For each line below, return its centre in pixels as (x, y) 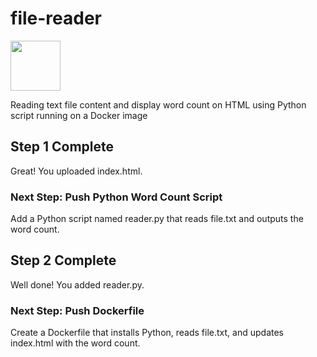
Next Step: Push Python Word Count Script (116, 197)
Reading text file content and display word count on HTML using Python (158, 104)
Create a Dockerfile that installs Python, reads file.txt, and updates (147, 333)
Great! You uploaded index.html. (76, 171)
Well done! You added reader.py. (77, 284)
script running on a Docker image (79, 115)
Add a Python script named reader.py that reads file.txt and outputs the (157, 219)
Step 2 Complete (63, 260)
